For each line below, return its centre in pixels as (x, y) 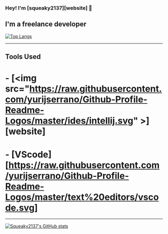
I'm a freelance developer (46, 24)
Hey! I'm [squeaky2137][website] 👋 (49, 8)
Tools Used (23, 57)
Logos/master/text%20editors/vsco (82, 197)
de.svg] (21, 208)
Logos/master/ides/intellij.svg (69, 121)
